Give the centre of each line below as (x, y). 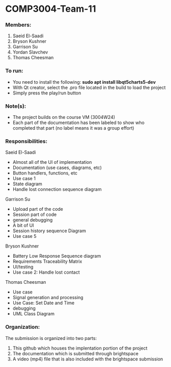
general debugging (33, 220)
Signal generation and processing (48, 298)
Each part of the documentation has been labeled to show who (79, 123)
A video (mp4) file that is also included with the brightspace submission (88, 359)
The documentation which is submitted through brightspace (76, 353)
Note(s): (16, 106)
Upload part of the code (38, 209)
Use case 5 (24, 236)
